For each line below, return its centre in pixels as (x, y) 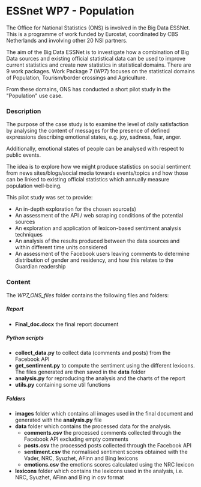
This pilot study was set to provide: (49, 198)
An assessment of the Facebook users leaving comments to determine (102, 254)
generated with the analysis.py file (58, 420)
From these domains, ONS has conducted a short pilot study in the (88, 89)
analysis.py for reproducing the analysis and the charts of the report (100, 378)
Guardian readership (40, 267)
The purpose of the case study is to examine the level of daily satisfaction (97, 124)
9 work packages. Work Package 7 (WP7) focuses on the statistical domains (100, 71)
